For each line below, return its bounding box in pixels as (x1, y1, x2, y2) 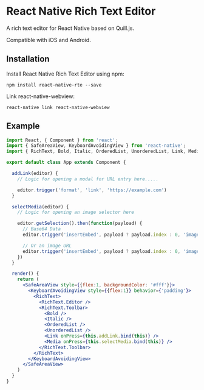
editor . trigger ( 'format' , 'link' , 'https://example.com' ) (17, 187, 167, 193)
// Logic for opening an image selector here (17, 209, 135, 216)
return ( (17, 276, 39, 283)
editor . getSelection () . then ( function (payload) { (17, 221, 143, 227)
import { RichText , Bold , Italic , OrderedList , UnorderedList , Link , (6, 148, 186, 155)
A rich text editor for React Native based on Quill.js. (6, 24, 135, 32)
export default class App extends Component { (6, 160, 126, 166)
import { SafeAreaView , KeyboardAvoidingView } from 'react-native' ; (6, 143, 186, 149)
